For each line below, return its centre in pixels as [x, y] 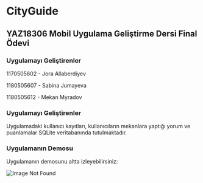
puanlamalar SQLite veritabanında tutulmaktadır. [67, 133]
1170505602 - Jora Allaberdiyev [46, 74]
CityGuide [33, 11]
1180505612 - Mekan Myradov [44, 97]
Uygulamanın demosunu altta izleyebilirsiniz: [62, 162]
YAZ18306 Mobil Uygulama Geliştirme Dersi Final [102, 34]
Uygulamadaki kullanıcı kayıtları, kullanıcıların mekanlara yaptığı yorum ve [98, 126]
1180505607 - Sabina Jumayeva [47, 85]
